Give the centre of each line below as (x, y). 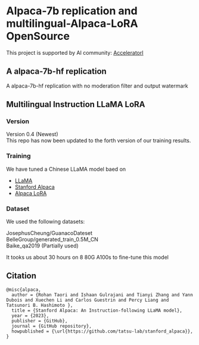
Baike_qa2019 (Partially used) (42, 246)
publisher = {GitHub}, (40, 321)
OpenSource (38, 36)
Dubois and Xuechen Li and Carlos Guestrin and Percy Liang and (88, 300)
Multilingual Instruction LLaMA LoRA (76, 104)
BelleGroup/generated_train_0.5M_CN (52, 240)
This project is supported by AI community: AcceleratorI (75, 52)
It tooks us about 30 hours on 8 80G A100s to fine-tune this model (87, 258)
